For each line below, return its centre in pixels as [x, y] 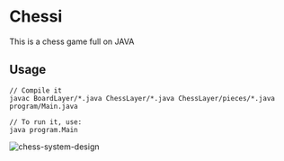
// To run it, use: [46, 122]
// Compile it [36, 90]
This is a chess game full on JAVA [72, 41]
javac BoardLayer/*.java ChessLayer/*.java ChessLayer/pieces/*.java [142, 98]
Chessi [36, 17]
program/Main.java [44, 106]
